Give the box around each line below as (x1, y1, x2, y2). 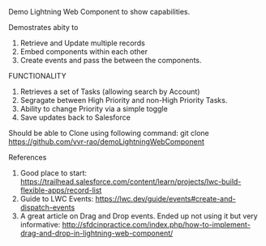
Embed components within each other (19, 47, 148, 56)
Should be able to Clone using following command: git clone (8, 129, 209, 138)
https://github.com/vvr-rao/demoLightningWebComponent (8, 137, 205, 146)
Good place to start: (19, 168, 88, 177)
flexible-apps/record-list (19, 185, 102, 195)
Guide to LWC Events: (19, 194, 94, 203)
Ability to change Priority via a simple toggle (19, 104, 168, 113)
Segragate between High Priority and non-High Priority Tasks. (19, 95, 228, 104)
